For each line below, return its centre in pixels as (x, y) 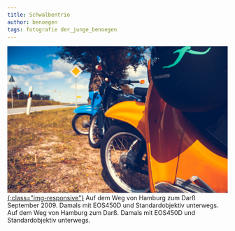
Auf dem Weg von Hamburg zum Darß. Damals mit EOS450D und (101, 213)
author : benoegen (33, 22)
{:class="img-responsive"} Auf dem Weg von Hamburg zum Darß (101, 198)
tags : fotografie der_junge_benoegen (62, 29)
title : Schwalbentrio (39, 15)
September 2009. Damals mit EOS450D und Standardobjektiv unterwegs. (113, 205)
